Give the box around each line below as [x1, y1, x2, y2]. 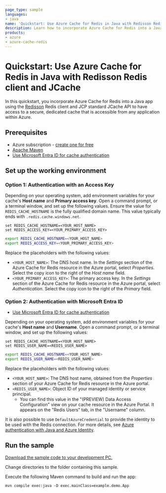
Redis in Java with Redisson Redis [5, 71, 147, 82]
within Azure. [5, 114, 32, 120]
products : [5, 30, 26, 35]
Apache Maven [12, 147, 43, 153]
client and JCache [5, 82, 81, 93]
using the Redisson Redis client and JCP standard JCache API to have [5, 104, 148, 110]
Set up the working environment [5, 166, 106, 175]
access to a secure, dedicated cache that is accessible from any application [5, 109, 160, 114]
